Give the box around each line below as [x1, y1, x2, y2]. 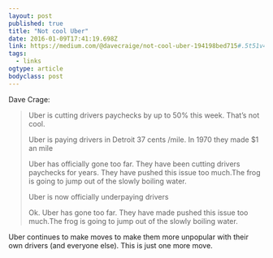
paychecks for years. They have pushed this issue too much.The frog [28, 167, 262, 177]
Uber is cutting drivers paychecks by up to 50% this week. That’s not [28, 110, 260, 120]
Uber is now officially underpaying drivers [28, 191, 169, 201]
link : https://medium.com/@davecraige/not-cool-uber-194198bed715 [8, 42, 238, 50]
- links [15, 58, 42, 66]
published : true [8, 19, 63, 28]
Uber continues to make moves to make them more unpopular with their [8, 232, 249, 242]
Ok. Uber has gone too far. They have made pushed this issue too [28, 208, 249, 217]
